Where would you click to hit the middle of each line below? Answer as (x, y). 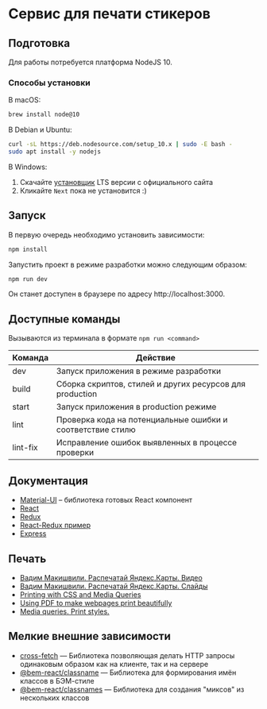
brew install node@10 (44, 115)
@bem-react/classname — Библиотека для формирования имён (128, 672)
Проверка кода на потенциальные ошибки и (142, 420)
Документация (48, 481)
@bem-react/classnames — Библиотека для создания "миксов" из (132, 689)
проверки (75, 453)
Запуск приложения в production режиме (136, 407)
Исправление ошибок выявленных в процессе (146, 443)
